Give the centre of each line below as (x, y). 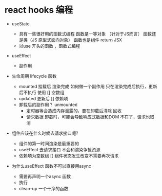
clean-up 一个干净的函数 (44, 188)
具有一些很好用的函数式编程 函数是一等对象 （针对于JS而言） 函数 (85, 34)
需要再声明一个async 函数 (45, 176)
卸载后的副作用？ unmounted (48, 105)
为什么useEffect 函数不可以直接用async (51, 166)
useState (20, 24)
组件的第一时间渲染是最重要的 (49, 143)
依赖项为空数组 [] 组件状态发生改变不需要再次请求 (69, 156)
